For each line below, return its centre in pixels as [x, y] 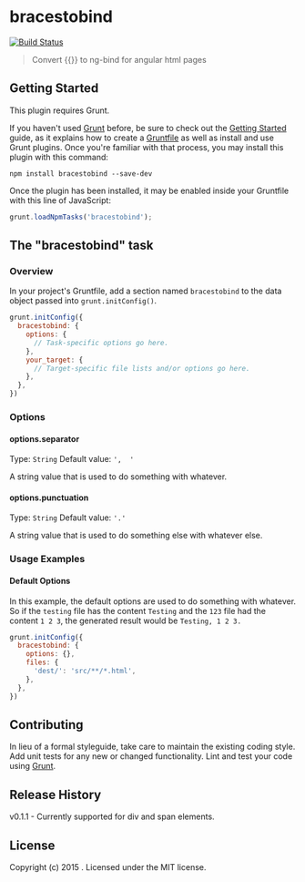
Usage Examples [47, 559]
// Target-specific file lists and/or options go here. [142, 368]
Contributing [46, 725]
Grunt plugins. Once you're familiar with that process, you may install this [147, 147]
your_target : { [55, 360]
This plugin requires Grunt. [60, 110]
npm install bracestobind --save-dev [81, 174]
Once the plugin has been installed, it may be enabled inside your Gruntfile [149, 190]
